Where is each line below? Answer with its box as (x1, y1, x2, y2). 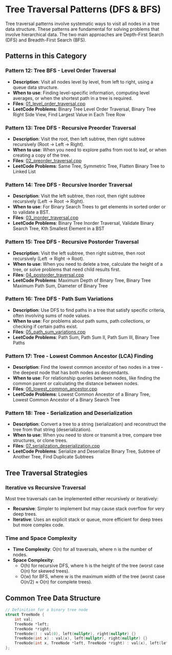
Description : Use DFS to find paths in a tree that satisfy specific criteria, (12, 307, 165, 313)
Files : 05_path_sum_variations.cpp (12, 329, 86, 335)
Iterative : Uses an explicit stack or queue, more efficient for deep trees (12, 516, 163, 523)
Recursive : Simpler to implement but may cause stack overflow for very (12, 505, 165, 512)
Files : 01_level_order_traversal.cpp (12, 100, 86, 107)
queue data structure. (12, 84, 59, 90)
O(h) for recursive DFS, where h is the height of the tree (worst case (20, 562, 164, 569)
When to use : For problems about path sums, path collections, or (12, 318, 150, 324)
